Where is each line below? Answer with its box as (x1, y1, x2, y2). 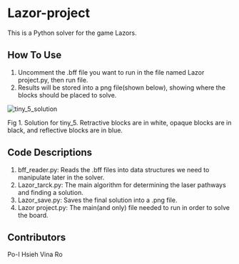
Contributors (7, 231, 66, 243)
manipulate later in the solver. (17, 173, 105, 181)
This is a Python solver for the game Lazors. (7, 28, 137, 37)
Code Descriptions (7, 147, 93, 159)
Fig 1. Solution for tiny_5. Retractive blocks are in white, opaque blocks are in (7, 118, 232, 127)
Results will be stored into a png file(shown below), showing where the (17, 83, 226, 92)
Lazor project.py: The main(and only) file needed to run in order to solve (17, 203, 230, 211)
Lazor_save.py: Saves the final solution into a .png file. (17, 196, 178, 204)
